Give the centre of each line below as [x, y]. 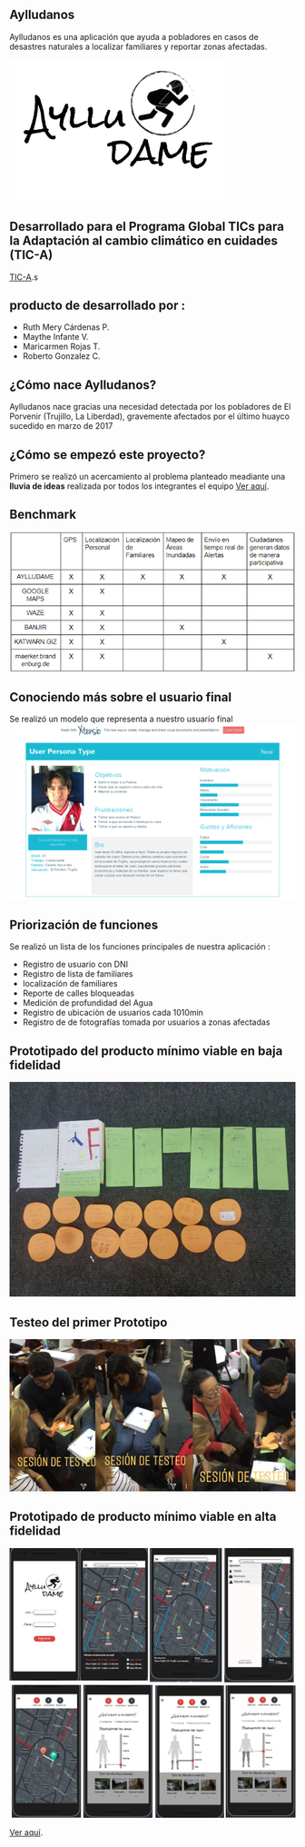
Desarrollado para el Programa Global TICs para [147, 227]
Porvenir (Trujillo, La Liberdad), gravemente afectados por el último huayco [150, 416]
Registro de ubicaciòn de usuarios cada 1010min [113, 1013]
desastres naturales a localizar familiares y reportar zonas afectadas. [138, 46]
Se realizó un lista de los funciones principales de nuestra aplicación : [140, 947]
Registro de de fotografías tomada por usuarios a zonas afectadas [146, 1022]
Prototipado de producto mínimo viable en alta [143, 1517]
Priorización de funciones [84, 924]
